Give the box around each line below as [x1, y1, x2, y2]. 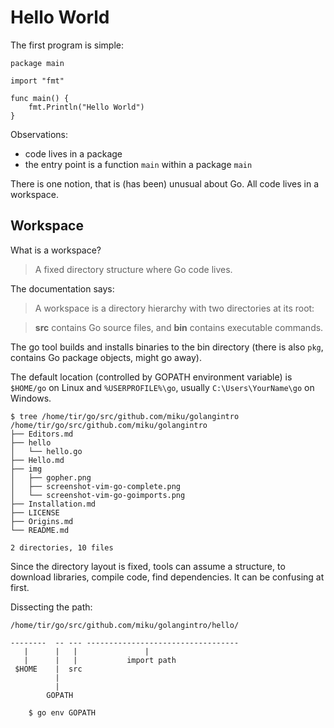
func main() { [10, 93, 70, 103]
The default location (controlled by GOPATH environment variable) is [10, 371, 293, 383]
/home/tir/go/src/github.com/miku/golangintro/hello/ [10, 620, 240, 630]
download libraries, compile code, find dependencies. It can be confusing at [10, 571, 325, 583]
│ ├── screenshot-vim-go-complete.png [10, 481, 182, 491]
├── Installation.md [10, 499, 97, 509]
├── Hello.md [10, 455, 65, 465]
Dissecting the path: [10, 601, 93, 613]
